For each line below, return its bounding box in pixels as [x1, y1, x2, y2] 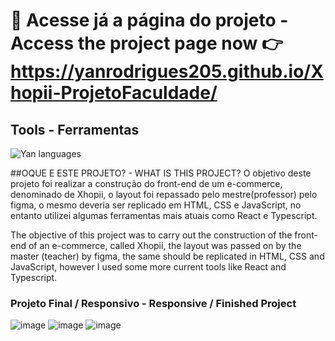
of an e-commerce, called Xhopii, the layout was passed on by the [28, 240, 302, 251]
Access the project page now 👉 [10, 32, 284, 55]
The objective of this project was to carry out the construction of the [10, 229, 293, 241]
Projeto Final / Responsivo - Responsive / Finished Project [10, 296, 297, 310]
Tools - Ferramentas [10, 121, 140, 138]
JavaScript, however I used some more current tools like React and [10, 261, 287, 273]
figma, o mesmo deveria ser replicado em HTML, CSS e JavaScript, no [10, 199, 302, 211]
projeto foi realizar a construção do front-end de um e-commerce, [10, 178, 283, 189]
